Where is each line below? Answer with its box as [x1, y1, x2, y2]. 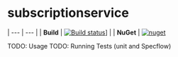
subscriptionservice [7, 5, 129, 21]
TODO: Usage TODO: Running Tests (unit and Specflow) [7, 42, 172, 50]
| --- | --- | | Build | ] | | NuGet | [7, 28, 140, 37]
